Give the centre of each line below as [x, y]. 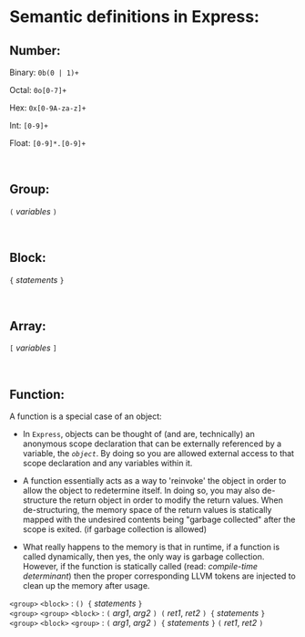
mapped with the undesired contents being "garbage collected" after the [159, 520]
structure [40, 500]
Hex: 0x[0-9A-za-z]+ [48, 108]
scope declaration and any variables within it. [107, 464]
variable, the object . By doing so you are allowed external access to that [158, 454]
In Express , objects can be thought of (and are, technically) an [138, 434]
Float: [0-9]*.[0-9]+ [48, 143]
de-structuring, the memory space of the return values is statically [147, 510]
